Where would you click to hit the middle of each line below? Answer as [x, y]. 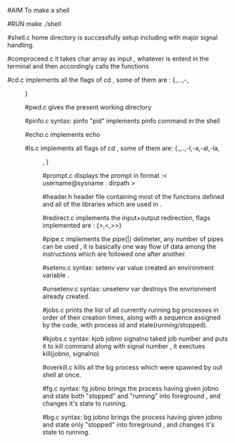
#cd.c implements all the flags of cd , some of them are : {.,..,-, [98, 80]
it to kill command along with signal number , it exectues [124, 346]
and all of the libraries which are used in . [102, 204]
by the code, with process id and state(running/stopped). [125, 325]
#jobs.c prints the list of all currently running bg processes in [131, 310]
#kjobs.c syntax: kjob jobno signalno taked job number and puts [135, 339]
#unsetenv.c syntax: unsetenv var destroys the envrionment [129, 289]
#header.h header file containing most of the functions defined [134, 196]
